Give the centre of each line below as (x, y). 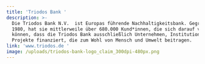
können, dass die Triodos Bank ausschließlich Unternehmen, (90, 35)
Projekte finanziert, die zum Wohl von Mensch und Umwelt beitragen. (102, 40)
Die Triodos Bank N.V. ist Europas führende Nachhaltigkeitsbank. (99, 23)
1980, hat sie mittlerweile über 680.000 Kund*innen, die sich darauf (103, 29)
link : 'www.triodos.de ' (38, 46)
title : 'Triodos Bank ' (37, 12)
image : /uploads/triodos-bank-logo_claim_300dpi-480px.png (83, 52)
